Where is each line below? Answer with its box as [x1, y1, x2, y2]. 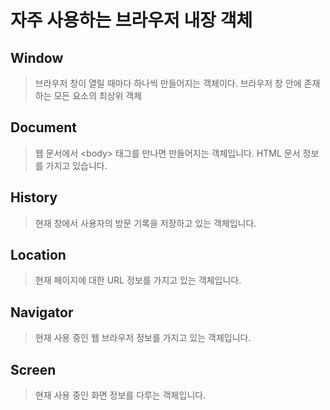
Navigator [10, 304, 74, 321]
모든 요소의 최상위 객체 [53, 90, 143, 101]
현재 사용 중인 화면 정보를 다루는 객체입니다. [34, 389, 207, 401]
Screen [10, 361, 57, 378]
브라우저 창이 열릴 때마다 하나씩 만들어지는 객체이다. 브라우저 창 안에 [34, 77, 302, 89]
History [10, 189, 58, 206]
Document [10, 119, 77, 136]
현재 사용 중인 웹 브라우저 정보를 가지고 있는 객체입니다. [34, 332, 252, 344]
